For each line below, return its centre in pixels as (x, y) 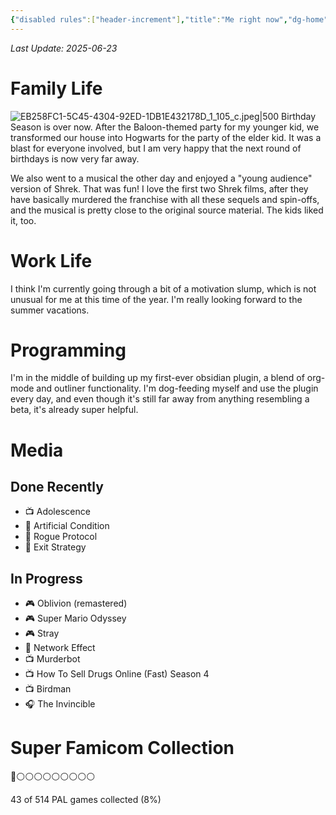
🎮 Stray (42, 633)
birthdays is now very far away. (75, 158)
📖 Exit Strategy (55, 547)
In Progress (46, 578)
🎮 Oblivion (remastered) (76, 603)
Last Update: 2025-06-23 (64, 48)
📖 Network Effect (60, 648)
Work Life (51, 260)
